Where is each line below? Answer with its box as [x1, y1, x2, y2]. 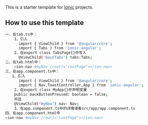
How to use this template [5, 18, 84, 27]
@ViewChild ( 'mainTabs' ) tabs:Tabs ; [18, 55, 93, 60]
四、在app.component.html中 [5, 111, 61, 116]
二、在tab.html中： [5, 60, 42, 65]
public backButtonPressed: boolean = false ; [14, 92, 108, 97]
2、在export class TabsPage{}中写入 [14, 50, 86, 55]
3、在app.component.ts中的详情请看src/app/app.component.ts [14, 106, 136, 111]
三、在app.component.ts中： [5, 69, 60, 74]
